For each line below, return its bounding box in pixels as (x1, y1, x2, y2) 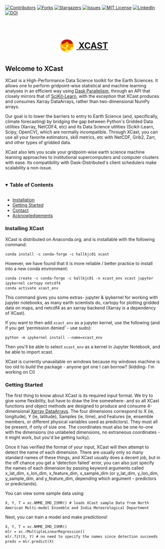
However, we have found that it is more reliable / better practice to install (5, 260, 153, 266)
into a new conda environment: (5, 266, 68, 272)
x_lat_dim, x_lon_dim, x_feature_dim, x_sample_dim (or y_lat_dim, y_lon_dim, (5, 470, 159, 476)
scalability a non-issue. (5, 165, 52, 170)
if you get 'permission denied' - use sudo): (5, 325, 92, 331)
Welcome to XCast (5, 64, 63, 73)
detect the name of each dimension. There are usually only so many (5, 449, 144, 455)
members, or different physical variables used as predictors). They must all (5, 419, 158, 425)
